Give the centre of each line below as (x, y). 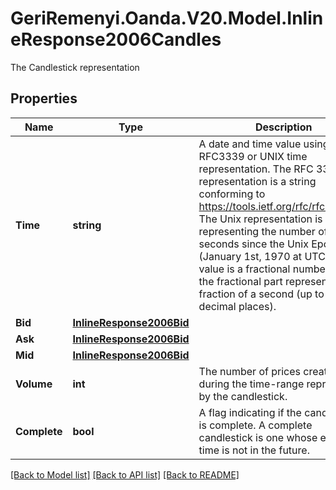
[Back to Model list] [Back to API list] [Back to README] (125, 474)
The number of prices (249, 371)
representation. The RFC (256, 169)
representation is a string (257, 181)
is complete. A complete (255, 425)
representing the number (257, 231)
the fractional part (240, 281)
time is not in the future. (254, 450)
